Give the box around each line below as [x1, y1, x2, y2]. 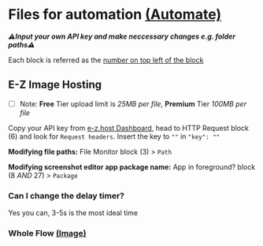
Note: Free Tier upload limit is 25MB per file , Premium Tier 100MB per [19, 99, 246, 108]
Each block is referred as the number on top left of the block [8, 55, 204, 65]
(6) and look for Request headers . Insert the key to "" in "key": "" [8, 132, 220, 141]
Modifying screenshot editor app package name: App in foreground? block [8, 162, 256, 171]
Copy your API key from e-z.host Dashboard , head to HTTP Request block [8, 123, 250, 132]
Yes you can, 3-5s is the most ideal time [8, 208, 139, 218]
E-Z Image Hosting [8, 78, 102, 91]
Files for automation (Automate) [8, 6, 222, 24]
